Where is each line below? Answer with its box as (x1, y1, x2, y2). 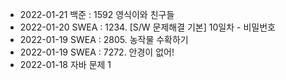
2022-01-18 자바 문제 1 (19, 59, 112, 70)
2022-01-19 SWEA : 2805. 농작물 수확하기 (19, 34, 189, 45)
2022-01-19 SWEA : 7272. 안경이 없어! (19, 46, 175, 58)
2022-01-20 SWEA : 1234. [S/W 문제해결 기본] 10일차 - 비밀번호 (19, 21, 276, 33)
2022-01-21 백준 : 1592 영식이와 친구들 (19, 9, 175, 20)
